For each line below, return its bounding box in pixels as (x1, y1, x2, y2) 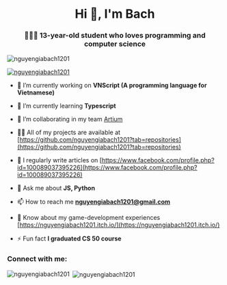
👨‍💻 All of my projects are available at (16, 128, 121, 136)
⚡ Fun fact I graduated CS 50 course (16, 234, 122, 243)
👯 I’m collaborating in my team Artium (16, 115, 123, 123)
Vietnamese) (16, 88, 55, 97)
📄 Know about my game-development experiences (16, 214, 161, 222)
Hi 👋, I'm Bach (75, 6, 155, 22)
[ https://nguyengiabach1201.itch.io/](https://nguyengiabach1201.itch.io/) (16, 221, 220, 229)
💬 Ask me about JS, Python (16, 184, 96, 193)
